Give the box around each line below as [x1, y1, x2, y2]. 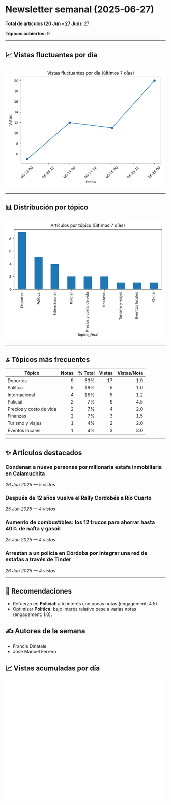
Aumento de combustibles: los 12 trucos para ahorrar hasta [5, 518, 155, 526]
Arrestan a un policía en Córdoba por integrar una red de [5, 549, 148, 556]
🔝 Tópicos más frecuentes [5, 355, 90, 364]
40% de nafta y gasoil [5, 525, 61, 532]
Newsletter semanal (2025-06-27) [5, 4, 154, 15]
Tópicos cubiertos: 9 [5, 30, 50, 36]
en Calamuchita [5, 470, 45, 477]
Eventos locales [7, 427, 41, 433]
